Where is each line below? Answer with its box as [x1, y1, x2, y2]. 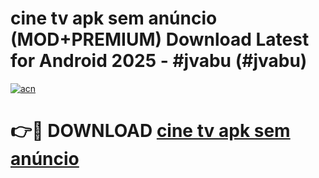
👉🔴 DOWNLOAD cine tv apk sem [10, 120, 291, 142]
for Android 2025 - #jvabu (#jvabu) [10, 50, 308, 72]
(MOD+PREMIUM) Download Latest [10, 28, 310, 51]
